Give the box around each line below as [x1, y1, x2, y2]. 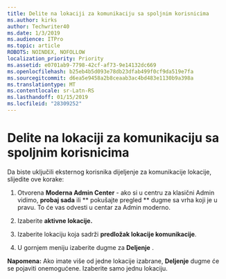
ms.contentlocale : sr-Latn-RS [7, 87, 95, 94]
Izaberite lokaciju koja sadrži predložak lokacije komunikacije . [17, 230, 197, 238]
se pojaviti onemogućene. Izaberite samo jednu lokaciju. [7, 264, 168, 272]
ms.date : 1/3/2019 [7, 29, 60, 37]
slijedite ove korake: [7, 174, 64, 183]
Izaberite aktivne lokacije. [17, 216, 93, 225]
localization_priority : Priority [7, 55, 104, 62]
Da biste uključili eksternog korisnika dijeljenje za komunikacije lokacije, [7, 168, 211, 176]
